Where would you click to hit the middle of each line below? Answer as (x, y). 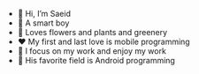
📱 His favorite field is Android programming (96, 60)
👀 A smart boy (43, 23)
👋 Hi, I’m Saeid (44, 14)
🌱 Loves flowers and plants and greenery (92, 32)
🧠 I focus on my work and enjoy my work (92, 51)
